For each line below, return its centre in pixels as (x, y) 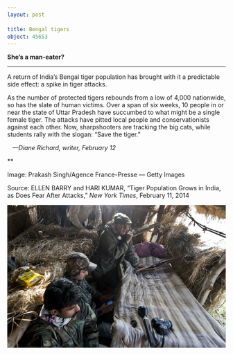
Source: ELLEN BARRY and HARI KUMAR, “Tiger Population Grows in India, (114, 188)
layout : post (26, 15)
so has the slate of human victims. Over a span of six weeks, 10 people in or (115, 105)
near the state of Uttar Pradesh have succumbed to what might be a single (114, 112)
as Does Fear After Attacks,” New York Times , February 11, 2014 (98, 195)
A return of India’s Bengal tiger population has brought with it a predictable (114, 77)
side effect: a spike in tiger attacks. (57, 84)
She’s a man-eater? (36, 57)
